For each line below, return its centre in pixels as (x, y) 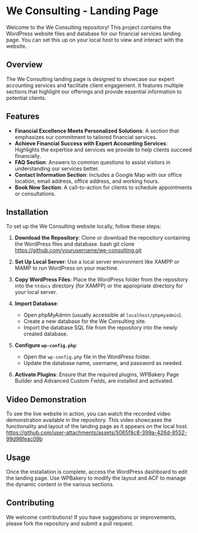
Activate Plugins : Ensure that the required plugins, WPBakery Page (97, 374)
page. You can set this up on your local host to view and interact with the (95, 40)
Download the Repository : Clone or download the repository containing (102, 238)
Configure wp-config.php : (46, 345)
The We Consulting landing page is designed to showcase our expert (90, 79)
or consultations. (35, 193)
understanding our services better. (57, 168)
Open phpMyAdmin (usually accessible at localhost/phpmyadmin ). (103, 315)
